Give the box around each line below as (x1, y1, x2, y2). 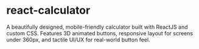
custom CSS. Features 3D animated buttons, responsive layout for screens (6, 29, 194, 36)
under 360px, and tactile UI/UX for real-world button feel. (6, 36, 150, 43)
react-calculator (6, 4, 91, 17)
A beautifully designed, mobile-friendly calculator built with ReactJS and (6, 23, 188, 30)
